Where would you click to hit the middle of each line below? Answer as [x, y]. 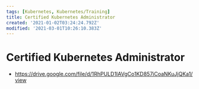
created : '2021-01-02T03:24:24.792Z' [53, 23]
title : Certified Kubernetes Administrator [61, 17]
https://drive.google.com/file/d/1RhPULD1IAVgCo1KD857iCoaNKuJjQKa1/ [104, 74]
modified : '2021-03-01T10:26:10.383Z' [54, 28]
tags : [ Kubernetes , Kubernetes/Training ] [58, 12]
